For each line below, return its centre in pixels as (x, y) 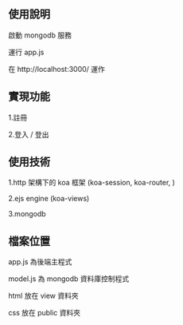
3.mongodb (27, 214)
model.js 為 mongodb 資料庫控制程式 (69, 279)
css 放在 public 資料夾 (45, 313)
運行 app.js (26, 52)
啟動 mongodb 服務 (40, 35)
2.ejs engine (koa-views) (49, 199)
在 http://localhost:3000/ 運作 (57, 69)
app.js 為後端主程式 (40, 262)
